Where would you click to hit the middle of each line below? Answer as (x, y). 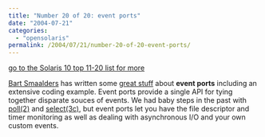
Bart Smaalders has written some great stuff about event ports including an (133, 84)
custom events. (34, 126)
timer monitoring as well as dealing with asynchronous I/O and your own (127, 117)
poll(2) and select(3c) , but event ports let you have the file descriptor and (129, 109)
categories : (28, 30)
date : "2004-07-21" (41, 23)
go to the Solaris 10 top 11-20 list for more (77, 68)
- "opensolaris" (42, 38)
